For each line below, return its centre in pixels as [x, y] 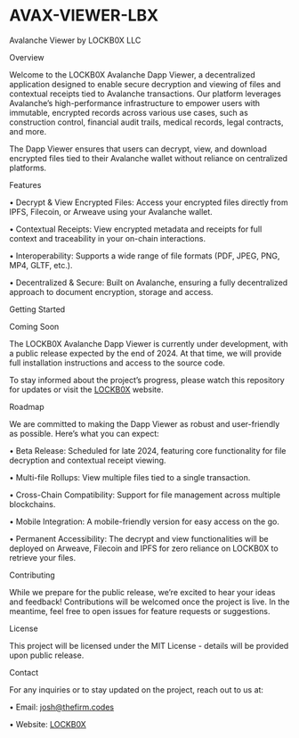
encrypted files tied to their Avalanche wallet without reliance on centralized [148, 158]
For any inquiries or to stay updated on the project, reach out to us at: [137, 689]
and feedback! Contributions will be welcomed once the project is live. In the [149, 602]
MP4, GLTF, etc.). [41, 265]
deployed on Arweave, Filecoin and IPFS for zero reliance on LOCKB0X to [144, 548]
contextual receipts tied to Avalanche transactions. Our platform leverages [145, 94]
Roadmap [27, 406]
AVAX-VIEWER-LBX [84, 16]
